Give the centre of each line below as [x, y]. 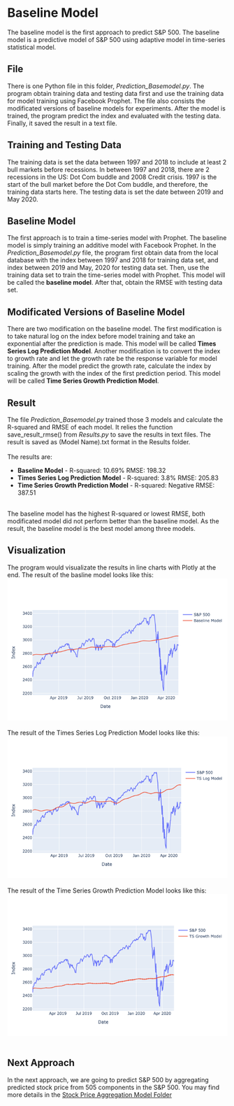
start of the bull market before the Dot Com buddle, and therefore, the [108, 184]
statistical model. [32, 47]
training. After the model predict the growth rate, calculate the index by [109, 366]
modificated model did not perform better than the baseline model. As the [113, 521]
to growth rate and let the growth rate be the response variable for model [112, 359]
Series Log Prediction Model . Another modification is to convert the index [114, 351]
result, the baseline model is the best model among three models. [101, 529]
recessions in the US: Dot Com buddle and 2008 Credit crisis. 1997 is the [112, 177]
